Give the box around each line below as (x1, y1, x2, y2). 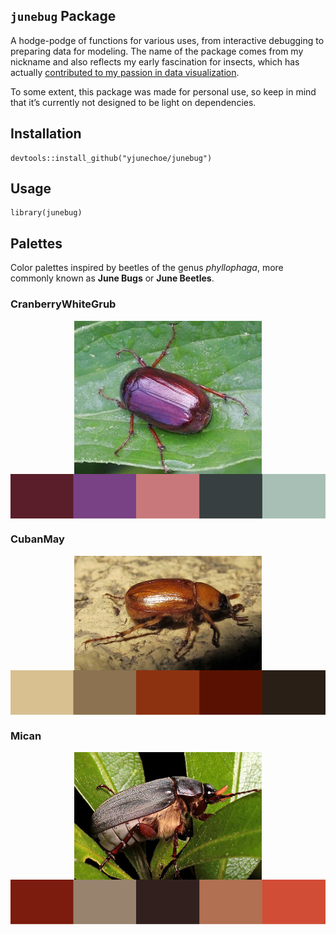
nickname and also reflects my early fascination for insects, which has (10, 55, 300, 68)
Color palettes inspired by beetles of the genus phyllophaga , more (10, 262, 284, 274)
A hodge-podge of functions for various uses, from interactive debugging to (10, 34, 325, 46)
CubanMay (10, 532, 65, 546)
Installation (10, 125, 82, 143)
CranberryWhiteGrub (10, 297, 117, 311)
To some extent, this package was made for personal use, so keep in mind (10, 85, 317, 98)
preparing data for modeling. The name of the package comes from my (10, 45, 304, 57)
